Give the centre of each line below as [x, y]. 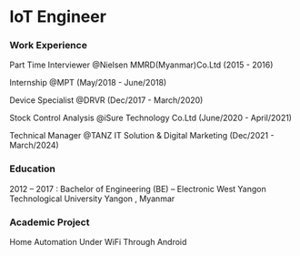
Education [33, 169]
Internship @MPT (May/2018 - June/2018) [88, 83]
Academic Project [50, 222]
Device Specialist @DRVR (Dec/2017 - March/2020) [106, 100]
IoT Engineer [58, 17]
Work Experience [49, 46]
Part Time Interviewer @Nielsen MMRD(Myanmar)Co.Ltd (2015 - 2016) [141, 65]
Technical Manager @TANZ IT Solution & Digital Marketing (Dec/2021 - [142, 136]
